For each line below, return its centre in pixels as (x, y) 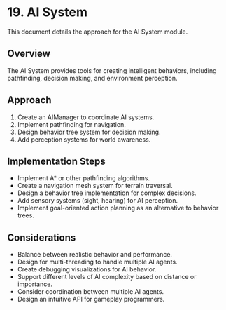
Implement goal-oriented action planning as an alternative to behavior (118, 208)
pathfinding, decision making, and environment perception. (92, 78)
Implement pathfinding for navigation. (71, 124)
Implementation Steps (57, 161)
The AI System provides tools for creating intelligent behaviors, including (112, 70)
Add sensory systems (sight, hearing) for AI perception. (98, 201)
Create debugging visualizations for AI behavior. (87, 269)
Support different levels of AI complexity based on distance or (107, 277)
